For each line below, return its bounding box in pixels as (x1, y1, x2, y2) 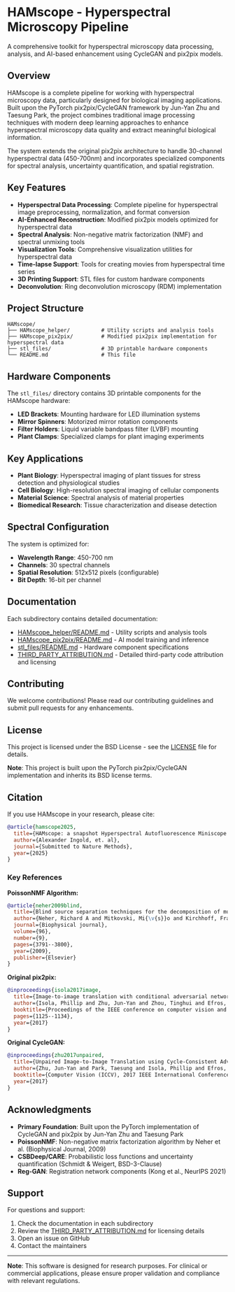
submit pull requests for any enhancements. (7, 704, 134, 712)
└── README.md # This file (7, 351, 136, 359)
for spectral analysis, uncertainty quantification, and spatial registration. (7, 162, 215, 170)
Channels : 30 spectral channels (17, 560, 111, 569)
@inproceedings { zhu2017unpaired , (7, 1052, 105, 1059)
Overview (7, 70, 51, 82)
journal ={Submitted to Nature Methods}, (13, 843, 133, 850)
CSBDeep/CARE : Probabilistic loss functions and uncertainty (17, 1152, 194, 1160)
